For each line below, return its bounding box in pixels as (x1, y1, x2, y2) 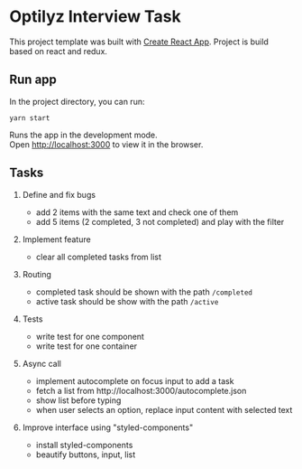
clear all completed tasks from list (35, 251, 162, 262)
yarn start (9, 113, 50, 123)
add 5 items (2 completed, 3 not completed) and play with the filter (35, 216, 285, 227)
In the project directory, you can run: (9, 96, 145, 107)
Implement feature (22, 233, 92, 245)
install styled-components (35, 439, 133, 450)
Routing (22, 268, 52, 279)
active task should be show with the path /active (35, 295, 219, 306)
